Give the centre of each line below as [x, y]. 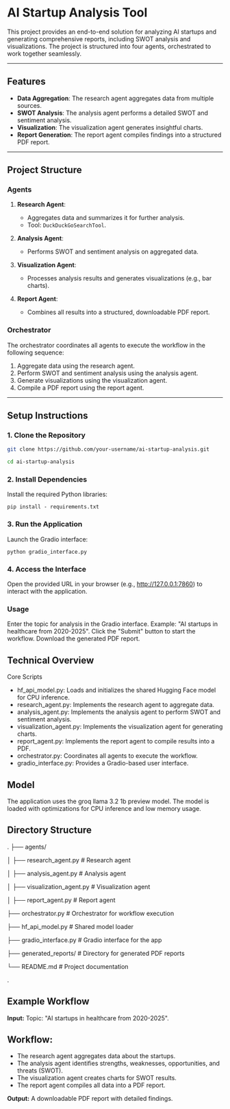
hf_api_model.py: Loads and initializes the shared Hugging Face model [116, 690]
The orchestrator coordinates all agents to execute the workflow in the [106, 345]
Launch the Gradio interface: [48, 539]
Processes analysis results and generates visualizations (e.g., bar [119, 278]
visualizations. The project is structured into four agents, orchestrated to [109, 46]
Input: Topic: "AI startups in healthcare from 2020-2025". [88, 1018]
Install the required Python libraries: [57, 494]
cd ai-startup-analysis [41, 462]
